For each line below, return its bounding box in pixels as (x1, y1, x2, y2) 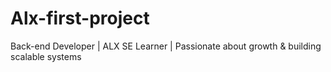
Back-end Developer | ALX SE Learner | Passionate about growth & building (10, 40, 322, 52)
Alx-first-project (10, 7, 150, 30)
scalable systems (10, 50, 82, 62)
